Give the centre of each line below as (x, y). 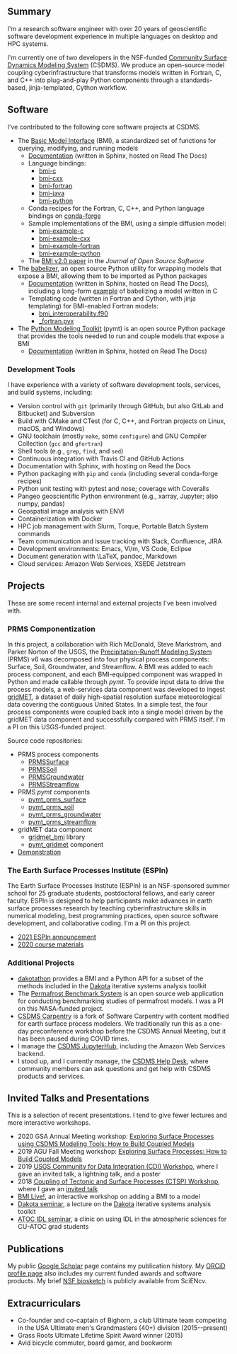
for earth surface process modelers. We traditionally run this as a (112, 1023)
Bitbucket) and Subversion (56, 413)
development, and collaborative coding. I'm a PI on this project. (99, 923)
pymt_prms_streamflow (62, 822)
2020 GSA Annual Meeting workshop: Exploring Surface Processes (116, 1136)
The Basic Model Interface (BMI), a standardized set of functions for (117, 140)
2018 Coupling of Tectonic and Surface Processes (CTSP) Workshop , (119, 1181)
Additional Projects (41, 963)
